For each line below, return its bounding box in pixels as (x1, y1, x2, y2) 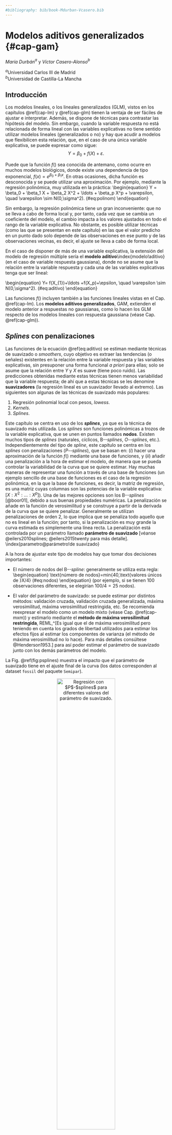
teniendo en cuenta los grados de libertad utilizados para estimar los (12, 626, 158, 632)
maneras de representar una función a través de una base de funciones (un (5, 469, 165, 475)
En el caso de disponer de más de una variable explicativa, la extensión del (5, 248, 164, 254)
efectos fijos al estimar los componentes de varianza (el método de (12, 631, 155, 637)
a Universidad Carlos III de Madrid (5, 68, 76, 75)
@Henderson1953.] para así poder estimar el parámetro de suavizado (12, 642, 160, 648)
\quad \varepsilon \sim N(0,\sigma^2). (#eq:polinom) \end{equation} (5, 195, 149, 201)
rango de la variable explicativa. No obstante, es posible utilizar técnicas (5, 222, 158, 228)
